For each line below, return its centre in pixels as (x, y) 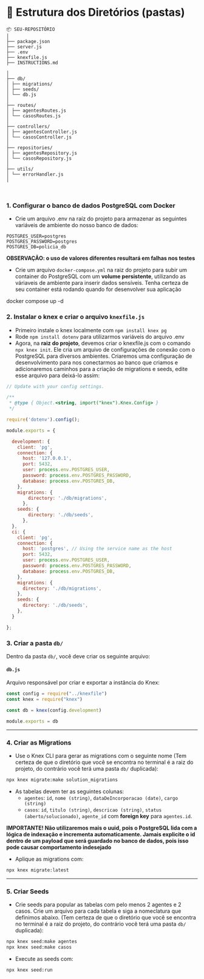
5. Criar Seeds (28, 891)
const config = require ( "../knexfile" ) (57, 694)
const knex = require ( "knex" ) (45, 700)
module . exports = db (32, 721)
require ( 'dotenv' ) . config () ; (43, 420)
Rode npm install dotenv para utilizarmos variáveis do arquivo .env (100, 336)
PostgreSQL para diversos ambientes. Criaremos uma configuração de (104, 356)
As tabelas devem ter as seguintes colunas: (70, 791)
